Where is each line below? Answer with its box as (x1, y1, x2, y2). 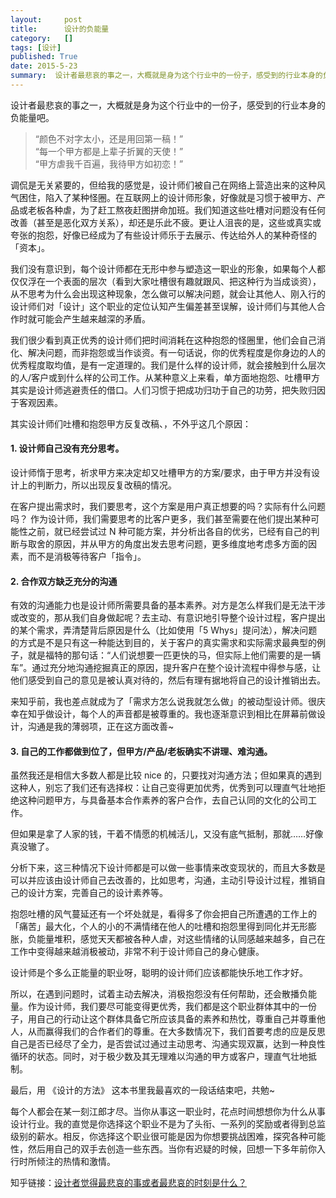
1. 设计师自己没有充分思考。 (10, 442, 125, 455)
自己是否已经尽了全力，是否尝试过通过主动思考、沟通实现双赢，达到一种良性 (10, 1038, 326, 1050)
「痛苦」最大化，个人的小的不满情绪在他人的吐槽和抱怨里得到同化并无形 (10, 921, 308, 933)
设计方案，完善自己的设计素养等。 (27, 887, 168, 899)
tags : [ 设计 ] (10, 42, 62, 53)
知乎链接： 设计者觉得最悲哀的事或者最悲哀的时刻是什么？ (10, 1177, 247, 1189)
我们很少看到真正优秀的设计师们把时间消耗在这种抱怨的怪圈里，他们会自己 (10, 334, 317, 346)
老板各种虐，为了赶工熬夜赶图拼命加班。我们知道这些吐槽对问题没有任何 (27, 204, 326, 216)
